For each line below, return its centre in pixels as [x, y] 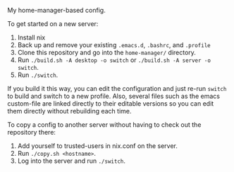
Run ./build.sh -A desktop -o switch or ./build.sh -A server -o [114, 60]
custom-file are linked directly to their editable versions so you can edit [111, 104]
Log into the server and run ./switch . [71, 161]
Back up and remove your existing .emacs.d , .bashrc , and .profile [114, 45]
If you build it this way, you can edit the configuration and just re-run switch [117, 88]
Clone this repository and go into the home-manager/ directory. [106, 53]
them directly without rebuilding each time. [69, 111]
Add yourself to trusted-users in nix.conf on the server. [97, 146]
